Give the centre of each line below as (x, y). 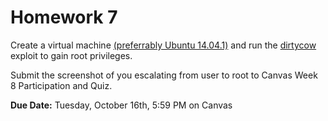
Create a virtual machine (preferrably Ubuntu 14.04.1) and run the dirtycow (163, 45)
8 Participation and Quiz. (61, 85)
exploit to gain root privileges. (71, 55)
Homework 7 (64, 17)
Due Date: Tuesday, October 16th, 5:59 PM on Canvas (121, 105)
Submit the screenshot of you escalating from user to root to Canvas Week (164, 75)
